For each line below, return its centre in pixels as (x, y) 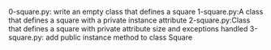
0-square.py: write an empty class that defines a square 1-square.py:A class (136, 12)
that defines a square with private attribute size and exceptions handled (128, 29)
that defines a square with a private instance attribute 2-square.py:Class (129, 20)
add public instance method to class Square (119, 37)
